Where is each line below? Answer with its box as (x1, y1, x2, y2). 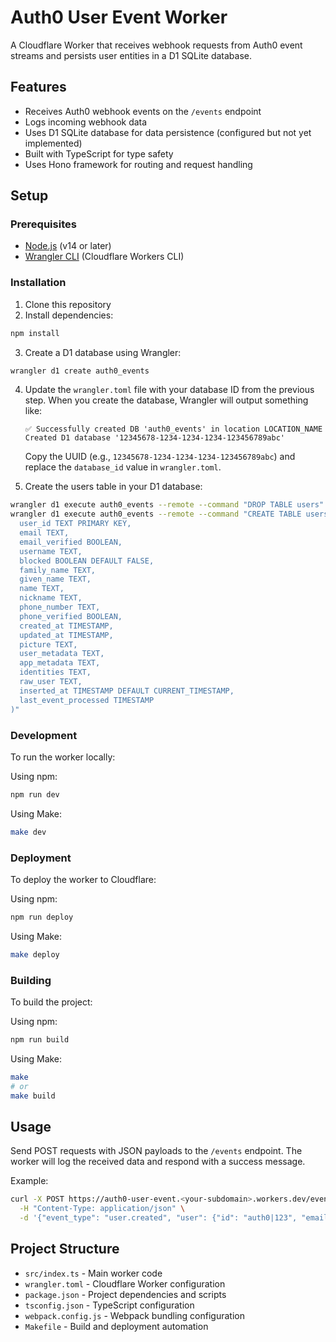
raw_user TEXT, (19, 677, 83, 687)
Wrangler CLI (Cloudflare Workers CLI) (24, 251, 185, 263)
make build (10, 1091, 56, 1101)
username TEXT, (19, 546, 83, 556)
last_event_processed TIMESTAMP (19, 695, 155, 705)
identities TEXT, (19, 667, 92, 678)
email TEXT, (19, 528, 70, 538)
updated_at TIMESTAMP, (19, 630, 114, 640)
